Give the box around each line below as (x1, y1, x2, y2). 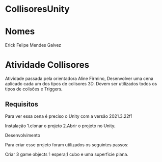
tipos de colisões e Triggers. (5, 86, 63, 92)
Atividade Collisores (5, 59, 89, 71)
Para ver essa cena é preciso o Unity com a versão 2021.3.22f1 (5, 113, 133, 119)
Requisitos (5, 100, 38, 108)
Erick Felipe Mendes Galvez (5, 42, 61, 48)
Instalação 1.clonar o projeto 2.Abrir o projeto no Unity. (5, 123, 116, 129)
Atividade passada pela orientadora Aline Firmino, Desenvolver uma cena (5, 76, 154, 81)
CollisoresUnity (5, 3, 70, 15)
